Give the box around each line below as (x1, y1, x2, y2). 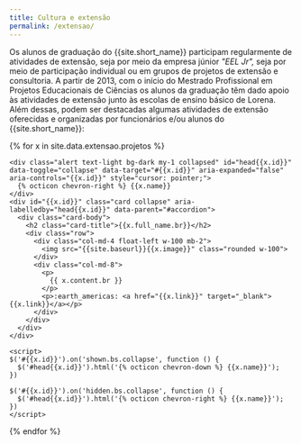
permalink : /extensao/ (9, 22, 95, 31)
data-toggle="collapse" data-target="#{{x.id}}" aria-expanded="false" (9, 166, 284, 175)
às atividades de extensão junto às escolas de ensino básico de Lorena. (9, 94, 277, 104)
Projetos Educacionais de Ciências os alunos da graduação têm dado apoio (9, 85, 290, 95)
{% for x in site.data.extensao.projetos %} (9, 140, 165, 151)
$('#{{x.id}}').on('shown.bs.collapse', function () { (9, 355, 220, 364)
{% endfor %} (9, 425, 61, 437)
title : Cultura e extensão (9, 13, 111, 23)
